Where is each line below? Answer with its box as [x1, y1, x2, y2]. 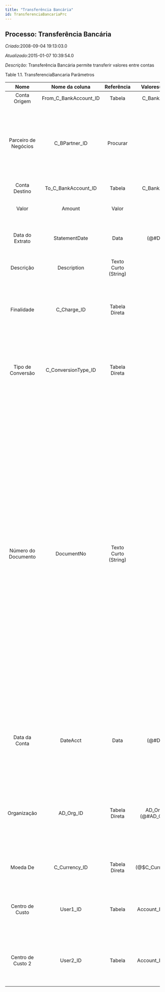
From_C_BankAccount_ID [41, 95, 100, 102]
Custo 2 [13, 960, 32, 967]
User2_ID [60, 957, 82, 964]
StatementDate [54, 235, 88, 242]
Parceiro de [9, 137, 36, 143]
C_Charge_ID [55, 306, 86, 313]
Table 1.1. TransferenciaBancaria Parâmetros [5, 72, 95, 78]
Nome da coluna [51, 83, 91, 90]
